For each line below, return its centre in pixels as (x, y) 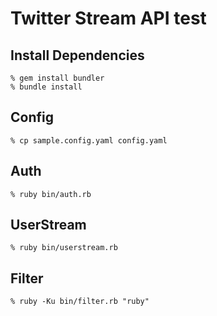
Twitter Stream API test (108, 18)
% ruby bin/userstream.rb (64, 248)
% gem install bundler (57, 78)
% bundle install (46, 87)
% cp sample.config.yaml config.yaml (89, 140)
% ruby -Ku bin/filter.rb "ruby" (80, 302)
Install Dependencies (77, 55)
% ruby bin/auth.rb (51, 194)
